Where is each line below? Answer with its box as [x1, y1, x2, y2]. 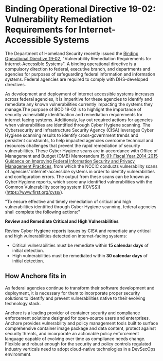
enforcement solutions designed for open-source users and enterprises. [5, 315, 150, 321]
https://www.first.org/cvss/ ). [6, 189, 64, 195]
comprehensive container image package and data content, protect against [5, 325, 156, 331]
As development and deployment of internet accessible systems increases [5, 91, 155, 97]
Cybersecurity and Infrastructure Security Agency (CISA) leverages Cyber [5, 127, 154, 133]
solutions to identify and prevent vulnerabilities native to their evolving [5, 295, 146, 301]
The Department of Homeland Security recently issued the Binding [5, 50, 139, 56]
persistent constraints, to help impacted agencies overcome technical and [5, 137, 154, 143]
